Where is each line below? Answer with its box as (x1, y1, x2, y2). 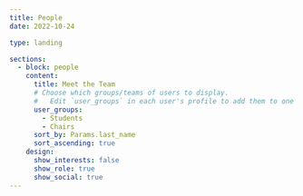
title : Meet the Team (33, 80, 116, 89)
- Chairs (42, 122, 75, 132)
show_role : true (33, 164, 95, 173)
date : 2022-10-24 (9, 22, 75, 31)
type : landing (9, 38, 64, 47)
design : (25, 147, 54, 157)
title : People (9, 13, 64, 23)
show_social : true (33, 172, 103, 181)
